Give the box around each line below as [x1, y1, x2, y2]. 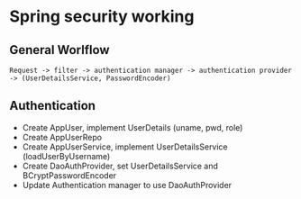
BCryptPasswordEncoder [22, 169, 117, 181]
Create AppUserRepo [22, 131, 102, 142]
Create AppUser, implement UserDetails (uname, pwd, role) [22, 122, 243, 132]
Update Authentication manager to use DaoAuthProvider [22, 179, 233, 190]
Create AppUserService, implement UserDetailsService [22, 141, 228, 152]
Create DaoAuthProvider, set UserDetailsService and [22, 160, 219, 171]
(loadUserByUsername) [22, 150, 111, 161]
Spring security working [9, 6, 195, 27]
